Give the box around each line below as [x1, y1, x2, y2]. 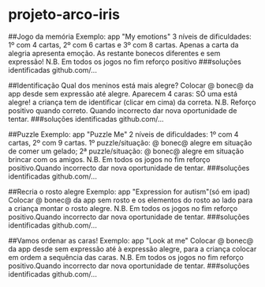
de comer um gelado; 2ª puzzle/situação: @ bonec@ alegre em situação [8, 146, 244, 156]
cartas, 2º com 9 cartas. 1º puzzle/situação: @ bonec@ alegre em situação [8, 138, 252, 147]
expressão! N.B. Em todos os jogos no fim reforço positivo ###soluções [8, 57, 242, 66]
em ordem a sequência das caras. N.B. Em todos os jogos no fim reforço [8, 252, 244, 262]
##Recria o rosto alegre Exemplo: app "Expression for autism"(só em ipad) [8, 187, 251, 196]
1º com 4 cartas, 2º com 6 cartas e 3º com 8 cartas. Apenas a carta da [8, 40, 239, 49]
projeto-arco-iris [8, 6, 121, 24]
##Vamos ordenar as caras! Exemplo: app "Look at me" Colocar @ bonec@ [8, 236, 254, 245]
